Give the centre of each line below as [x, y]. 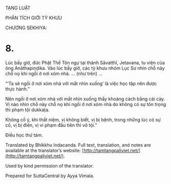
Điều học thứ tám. [24, 135]
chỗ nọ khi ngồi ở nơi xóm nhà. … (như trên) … [54, 73]
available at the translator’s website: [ [45, 150]
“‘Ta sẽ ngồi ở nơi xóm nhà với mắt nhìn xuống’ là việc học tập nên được [81, 83]
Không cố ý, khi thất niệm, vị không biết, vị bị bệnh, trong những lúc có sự [83, 119]
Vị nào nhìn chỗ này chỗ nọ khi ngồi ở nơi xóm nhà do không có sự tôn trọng [86, 104]
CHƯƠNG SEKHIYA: [26, 28]
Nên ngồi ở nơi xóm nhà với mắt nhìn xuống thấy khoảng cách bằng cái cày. [85, 99]
